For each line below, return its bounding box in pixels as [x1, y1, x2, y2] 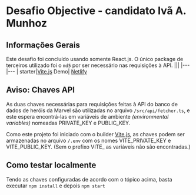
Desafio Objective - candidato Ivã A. [6, 4, 187, 18]
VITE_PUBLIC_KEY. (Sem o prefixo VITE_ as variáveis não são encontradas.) [6, 143, 191, 150]
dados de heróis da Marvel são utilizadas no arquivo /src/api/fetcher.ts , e [6, 107, 190, 114]
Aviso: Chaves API [6, 85, 75, 95]
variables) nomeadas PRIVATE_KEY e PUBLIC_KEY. [6, 119, 131, 126]
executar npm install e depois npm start [6, 182, 105, 189]
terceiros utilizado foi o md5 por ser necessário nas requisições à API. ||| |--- [6, 62, 190, 69]
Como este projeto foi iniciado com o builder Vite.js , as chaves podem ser [6, 130, 185, 137]
